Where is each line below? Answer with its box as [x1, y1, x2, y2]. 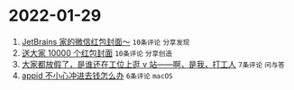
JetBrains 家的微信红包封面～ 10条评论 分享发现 [21, 36, 190, 47]
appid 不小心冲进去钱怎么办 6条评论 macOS [21, 69, 173, 81]
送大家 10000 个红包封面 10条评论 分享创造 [21, 47, 173, 58]
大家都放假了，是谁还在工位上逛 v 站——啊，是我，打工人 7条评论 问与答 [21, 58, 285, 69]
